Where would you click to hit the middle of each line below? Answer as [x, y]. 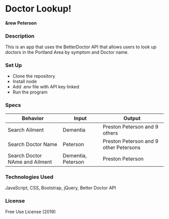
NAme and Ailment [30, 162]
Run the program [30, 92]
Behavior [33, 118]
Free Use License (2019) [31, 212]
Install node [24, 81]
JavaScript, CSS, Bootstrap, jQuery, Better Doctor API [61, 188]
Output [132, 118]
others [110, 133]
